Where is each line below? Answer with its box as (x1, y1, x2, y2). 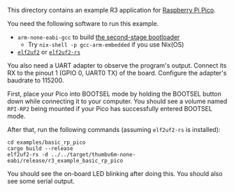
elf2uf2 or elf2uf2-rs (17, 48, 81, 56)
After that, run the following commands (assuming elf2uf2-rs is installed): (7, 126, 221, 133)
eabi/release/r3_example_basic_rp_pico (7, 157, 124, 164)
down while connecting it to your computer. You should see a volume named (7, 97, 228, 105)
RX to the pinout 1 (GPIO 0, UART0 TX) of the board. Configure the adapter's (7, 69, 227, 77)
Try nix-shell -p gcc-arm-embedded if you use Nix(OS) (27, 40, 184, 48)
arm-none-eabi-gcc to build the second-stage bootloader (17, 33, 180, 41)
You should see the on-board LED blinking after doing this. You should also (7, 170, 223, 177)
